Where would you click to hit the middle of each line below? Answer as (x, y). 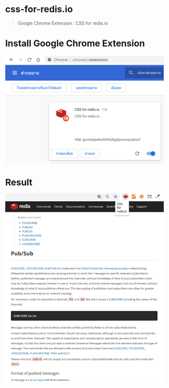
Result (19, 182)
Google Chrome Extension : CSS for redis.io (63, 23)
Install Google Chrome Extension (75, 43)
